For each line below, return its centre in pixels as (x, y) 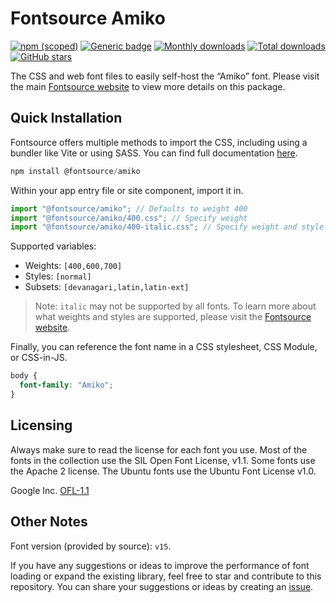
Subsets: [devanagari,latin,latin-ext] (107, 287)
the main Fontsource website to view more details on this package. (148, 86)
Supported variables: (53, 246)
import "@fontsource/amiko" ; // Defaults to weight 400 (129, 208)
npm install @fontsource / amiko (75, 171)
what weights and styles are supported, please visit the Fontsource (173, 317)
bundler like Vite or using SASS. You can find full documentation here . (154, 153)
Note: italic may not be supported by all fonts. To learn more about (175, 306)
